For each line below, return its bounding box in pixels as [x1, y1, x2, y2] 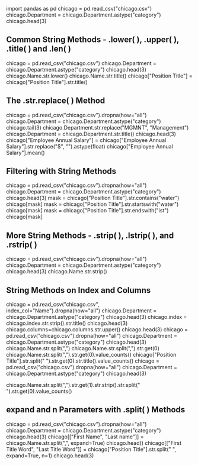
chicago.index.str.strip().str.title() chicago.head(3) [6, 319, 128, 327]
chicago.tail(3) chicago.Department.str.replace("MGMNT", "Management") [6, 124, 189, 131]
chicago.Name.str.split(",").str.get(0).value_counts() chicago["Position [6, 351, 177, 359]
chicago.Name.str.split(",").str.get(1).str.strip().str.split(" [6, 382, 140, 389]
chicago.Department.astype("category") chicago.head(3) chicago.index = [6, 314, 187, 321]
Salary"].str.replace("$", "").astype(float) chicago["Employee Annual [6, 143, 173, 150]
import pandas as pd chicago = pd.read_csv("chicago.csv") [6, 5, 152, 12]
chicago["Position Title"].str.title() [6, 78, 88, 85]
